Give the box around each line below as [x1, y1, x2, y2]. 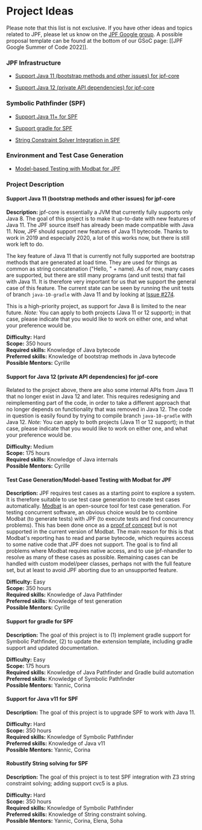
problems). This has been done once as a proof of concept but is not [6, 521, 177, 529]
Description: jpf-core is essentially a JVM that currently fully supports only [6, 208, 193, 216]
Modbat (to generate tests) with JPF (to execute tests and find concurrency [6, 515, 194, 523]
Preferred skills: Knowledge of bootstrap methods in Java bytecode [6, 352, 176, 360]
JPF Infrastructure [6, 59, 62, 67]
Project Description [6, 180, 65, 188]
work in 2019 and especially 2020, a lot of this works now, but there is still [6, 234, 190, 241]
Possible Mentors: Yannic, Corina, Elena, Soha [6, 817, 123, 824]
